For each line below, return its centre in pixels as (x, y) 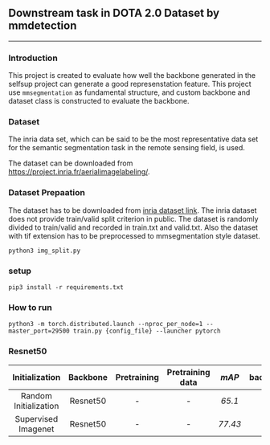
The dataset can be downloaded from (71, 163)
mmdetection (43, 26)
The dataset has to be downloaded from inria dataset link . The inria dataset (133, 210)
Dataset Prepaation (47, 193)
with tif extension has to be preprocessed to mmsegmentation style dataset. (135, 235)
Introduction (33, 58)
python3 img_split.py (45, 251)
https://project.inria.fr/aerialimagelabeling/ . (79, 172)
